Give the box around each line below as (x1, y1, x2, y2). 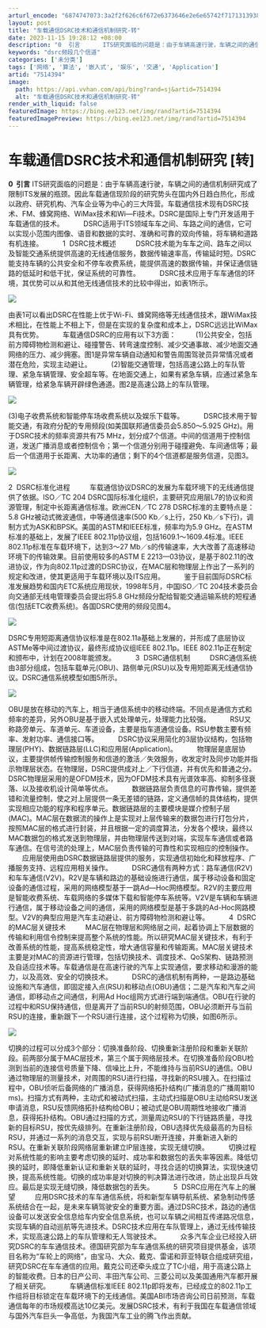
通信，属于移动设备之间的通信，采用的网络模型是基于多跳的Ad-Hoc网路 (14, 902, 249, 912)
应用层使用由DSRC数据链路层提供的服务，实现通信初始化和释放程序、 (21, 853, 249, 863)
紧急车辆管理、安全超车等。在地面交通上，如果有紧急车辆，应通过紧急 (21, 369, 251, 379)
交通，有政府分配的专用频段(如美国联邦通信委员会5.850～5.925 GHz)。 (14, 421, 247, 431)
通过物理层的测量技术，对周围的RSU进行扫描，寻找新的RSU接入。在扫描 (8, 1073, 245, 1082)
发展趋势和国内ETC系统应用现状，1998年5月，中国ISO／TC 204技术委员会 (14, 581, 258, 591)
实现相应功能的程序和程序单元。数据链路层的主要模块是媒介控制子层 (8, 803, 230, 813)
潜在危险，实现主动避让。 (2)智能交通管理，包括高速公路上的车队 (8, 359, 239, 369)
